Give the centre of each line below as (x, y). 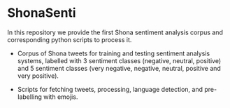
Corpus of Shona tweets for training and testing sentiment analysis (114, 53)
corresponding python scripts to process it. (70, 39)
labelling (29, 97)
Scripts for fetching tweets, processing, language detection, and (110, 89)
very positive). (38, 76)
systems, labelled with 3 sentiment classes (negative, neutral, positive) (119, 60)
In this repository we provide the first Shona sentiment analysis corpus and (115, 32)
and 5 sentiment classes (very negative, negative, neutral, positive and (119, 68)
